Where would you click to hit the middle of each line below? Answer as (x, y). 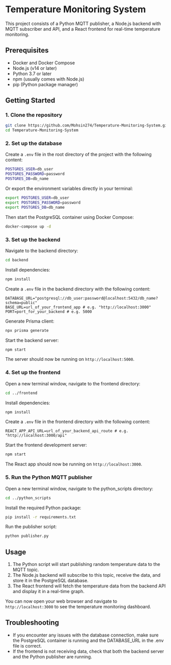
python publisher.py (27, 536)
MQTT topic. (26, 570)
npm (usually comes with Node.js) (48, 79)
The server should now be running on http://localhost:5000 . (70, 359)
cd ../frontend (21, 393)
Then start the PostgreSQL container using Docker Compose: (69, 217)
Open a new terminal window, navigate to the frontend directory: (73, 383)
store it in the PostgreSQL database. (51, 581)
